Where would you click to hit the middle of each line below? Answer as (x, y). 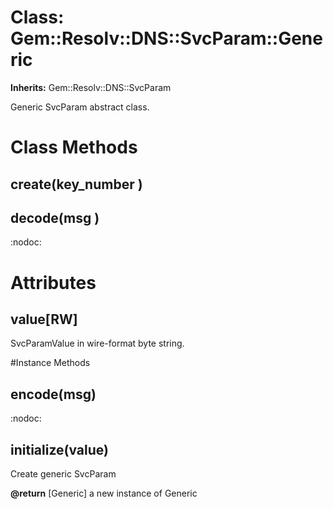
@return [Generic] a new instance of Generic (104, 493)
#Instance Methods (50, 363)
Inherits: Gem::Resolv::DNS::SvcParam (91, 87)
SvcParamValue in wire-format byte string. (97, 343)
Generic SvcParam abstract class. (80, 107)
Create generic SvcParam (63, 473)
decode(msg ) (55, 217)
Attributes (53, 282)
